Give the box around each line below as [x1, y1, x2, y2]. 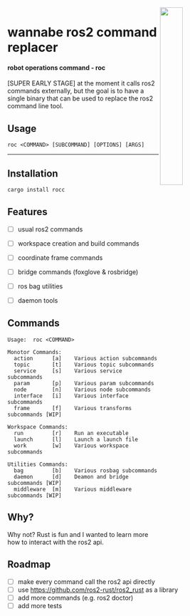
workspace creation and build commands [17, 239, 140, 248]
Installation [7, 167, 58, 179]
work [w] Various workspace [14, 442, 130, 449]
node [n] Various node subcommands [14, 386, 152, 393]
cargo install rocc [7, 187, 65, 194]
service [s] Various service [14, 367, 122, 375]
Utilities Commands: [7, 461, 69, 468]
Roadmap [7, 558, 51, 570]
